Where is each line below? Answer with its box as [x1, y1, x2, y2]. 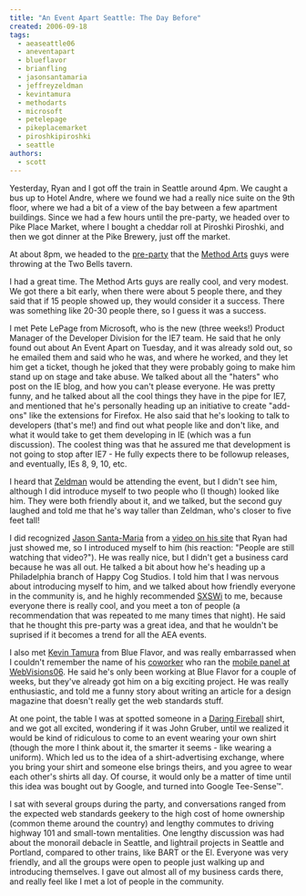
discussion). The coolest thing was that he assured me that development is [9, 438, 291, 449]
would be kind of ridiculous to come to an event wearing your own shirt [9, 732, 277, 743]
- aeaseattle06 [17, 38, 76, 48]
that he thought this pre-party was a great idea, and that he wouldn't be [9, 619, 279, 630]
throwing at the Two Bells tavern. [9, 258, 134, 269]
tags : [9, 30, 30, 39]
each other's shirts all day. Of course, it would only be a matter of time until [9, 771, 291, 782]
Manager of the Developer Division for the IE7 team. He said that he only [9, 332, 281, 343]
